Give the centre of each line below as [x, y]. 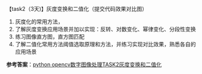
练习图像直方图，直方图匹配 [50, 37]
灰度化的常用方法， [39, 22]
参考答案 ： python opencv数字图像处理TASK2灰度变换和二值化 [84, 64]
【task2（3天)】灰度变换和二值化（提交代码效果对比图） [77, 9]
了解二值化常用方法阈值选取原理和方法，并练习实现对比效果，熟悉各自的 [105, 44]
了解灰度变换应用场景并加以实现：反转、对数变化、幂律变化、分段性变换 [105, 29]
